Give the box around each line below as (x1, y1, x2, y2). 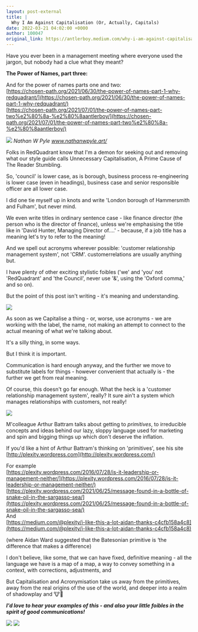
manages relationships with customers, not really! (6, 399, 127, 405)
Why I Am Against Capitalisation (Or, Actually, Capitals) (11, 19, 160, 25)
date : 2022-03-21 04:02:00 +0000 (6, 25, 88, 31)
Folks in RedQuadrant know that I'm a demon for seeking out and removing (6, 149, 188, 156)
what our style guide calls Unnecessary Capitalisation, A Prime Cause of (6, 155, 182, 162)
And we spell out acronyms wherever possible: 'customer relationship (6, 245, 176, 251)
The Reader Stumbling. (6, 162, 62, 168)
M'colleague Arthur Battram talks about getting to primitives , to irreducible (6, 421, 187, 427)
